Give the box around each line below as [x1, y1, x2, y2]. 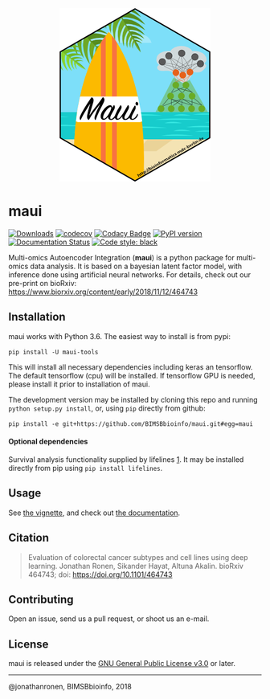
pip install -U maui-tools [8, 348, 99, 356]
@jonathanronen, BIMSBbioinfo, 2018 [8, 682, 133, 692]
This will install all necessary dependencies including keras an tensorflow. [8, 362, 253, 372]
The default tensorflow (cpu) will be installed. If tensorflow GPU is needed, [8, 370, 256, 380]
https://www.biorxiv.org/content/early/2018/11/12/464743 [8, 287, 198, 296]
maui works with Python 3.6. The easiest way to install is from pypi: [8, 331, 231, 341]
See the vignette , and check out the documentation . [8, 508, 181, 517]
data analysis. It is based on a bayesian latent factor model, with [30, 261, 243, 271]
